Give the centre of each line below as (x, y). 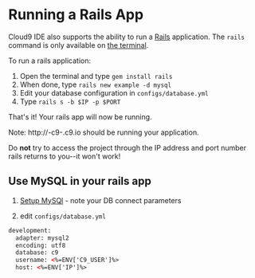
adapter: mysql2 (42, 238)
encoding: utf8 (41, 245)
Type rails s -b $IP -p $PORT (70, 101)
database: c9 (37, 253)
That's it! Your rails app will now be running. (80, 116)
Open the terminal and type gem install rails (96, 76)
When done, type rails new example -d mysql (96, 84)
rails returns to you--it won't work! (65, 156)
